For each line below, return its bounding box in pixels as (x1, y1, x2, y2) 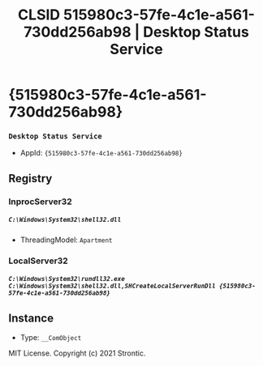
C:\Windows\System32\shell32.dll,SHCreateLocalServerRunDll (8, 282, 217, 291)
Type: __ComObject (19, 333, 82, 343)
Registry (8, 172, 53, 185)
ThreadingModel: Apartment (19, 235, 113, 245)
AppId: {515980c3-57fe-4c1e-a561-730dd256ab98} (19, 148, 183, 158)
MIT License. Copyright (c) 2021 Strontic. (8, 348, 146, 358)
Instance (8, 311, 54, 325)
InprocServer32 (8, 196, 73, 207)
